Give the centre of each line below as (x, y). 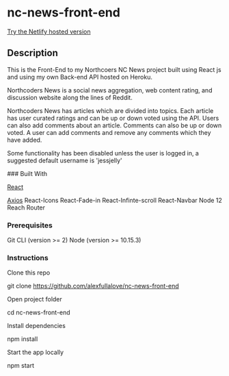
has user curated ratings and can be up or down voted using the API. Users (113, 118)
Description (32, 53)
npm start (21, 366)
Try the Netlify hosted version (49, 32)
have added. (25, 140)
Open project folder (35, 299)
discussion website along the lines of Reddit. (70, 97)
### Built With (27, 173)
